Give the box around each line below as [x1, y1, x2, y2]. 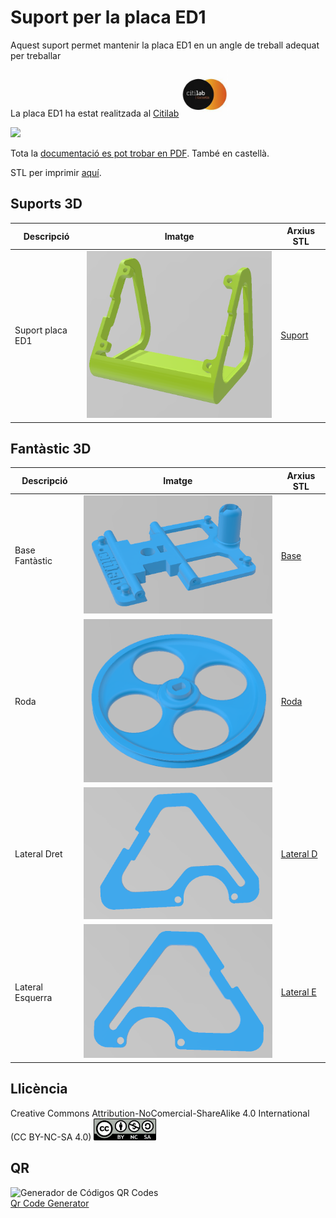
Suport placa [14, 324, 68, 336]
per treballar [10, 49, 62, 61]
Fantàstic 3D [10, 441, 92, 458]
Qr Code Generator [10, 1197, 90, 1209]
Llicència [10, 1081, 68, 1098]
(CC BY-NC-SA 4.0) [10, 1131, 92, 1143]
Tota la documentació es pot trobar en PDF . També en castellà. [10, 147, 270, 159]
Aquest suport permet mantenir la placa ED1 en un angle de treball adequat [10, 39, 320, 51]
